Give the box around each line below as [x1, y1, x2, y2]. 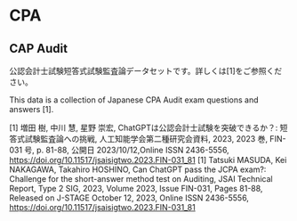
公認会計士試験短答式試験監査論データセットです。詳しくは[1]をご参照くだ [9, 66, 283, 76]
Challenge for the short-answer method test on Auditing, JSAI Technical [9, 174, 273, 184]
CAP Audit [9, 41, 68, 56]
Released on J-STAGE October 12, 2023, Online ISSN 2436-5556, [9, 192, 249, 203]
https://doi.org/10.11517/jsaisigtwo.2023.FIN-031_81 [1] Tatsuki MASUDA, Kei [9, 155, 287, 165]
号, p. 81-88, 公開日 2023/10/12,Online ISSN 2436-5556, [24, 144, 229, 155]
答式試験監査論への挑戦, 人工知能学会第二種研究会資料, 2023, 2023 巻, [9, 134, 269, 143]
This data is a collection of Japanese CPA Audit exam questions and [9, 94, 259, 105]
